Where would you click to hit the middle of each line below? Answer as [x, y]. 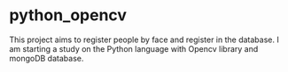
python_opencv [68, 15]
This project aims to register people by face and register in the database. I [144, 40]
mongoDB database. [47, 58]
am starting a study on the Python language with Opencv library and [134, 48]
